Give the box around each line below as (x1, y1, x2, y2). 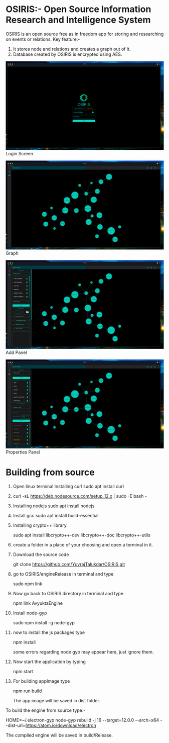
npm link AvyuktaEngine (13, 600, 63, 606)
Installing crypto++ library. (13, 522, 68, 528)
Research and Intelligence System (6, 14, 151, 26)
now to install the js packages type (13, 629, 85, 635)
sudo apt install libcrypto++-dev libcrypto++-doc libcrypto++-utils (13, 532, 151, 538)
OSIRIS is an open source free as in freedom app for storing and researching (6, 31, 164, 37)
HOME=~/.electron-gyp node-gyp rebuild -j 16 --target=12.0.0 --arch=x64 (6, 717, 159, 723)
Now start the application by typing (13, 659, 86, 665)
